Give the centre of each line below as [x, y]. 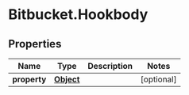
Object [67, 79]
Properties [35, 44]
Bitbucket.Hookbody [78, 15]
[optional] [158, 79]
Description [110, 66]
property [29, 79]
